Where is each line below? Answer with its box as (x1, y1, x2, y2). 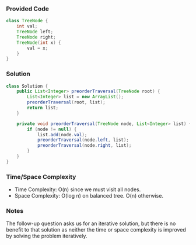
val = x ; (27, 45, 48, 51)
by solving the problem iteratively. (6, 233, 87, 240)
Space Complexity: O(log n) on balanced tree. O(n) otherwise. (14, 192, 163, 199)
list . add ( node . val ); (37, 132, 87, 137)
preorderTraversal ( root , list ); (27, 99, 106, 105)
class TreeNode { (6, 18, 48, 24)
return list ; (27, 105, 59, 111)
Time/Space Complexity (6, 172, 76, 181)
